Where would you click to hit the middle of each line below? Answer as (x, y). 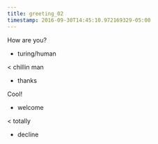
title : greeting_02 (35, 14)
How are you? (27, 40)
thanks (27, 80)
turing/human (37, 54)
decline (28, 134)
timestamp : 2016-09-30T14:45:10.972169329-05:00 (79, 20)
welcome (30, 107)
